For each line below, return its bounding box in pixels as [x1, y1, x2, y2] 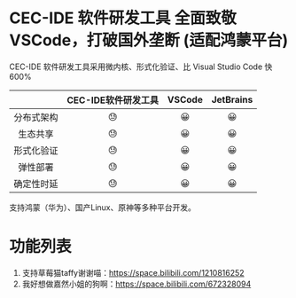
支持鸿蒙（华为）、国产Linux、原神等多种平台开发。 [9, 201, 197, 213]
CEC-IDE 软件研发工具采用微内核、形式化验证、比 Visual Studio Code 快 [9, 61, 273, 72]
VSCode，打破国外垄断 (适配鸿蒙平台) [9, 30, 289, 51]
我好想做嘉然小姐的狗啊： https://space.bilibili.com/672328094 [21, 278, 252, 289]
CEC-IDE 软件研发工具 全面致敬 [9, 8, 237, 28]
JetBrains [211, 93, 253, 106]
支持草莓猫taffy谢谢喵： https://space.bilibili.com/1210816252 [21, 267, 245, 278]
